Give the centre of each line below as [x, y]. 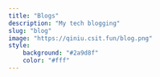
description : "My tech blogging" [64, 23]
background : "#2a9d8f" [61, 53]
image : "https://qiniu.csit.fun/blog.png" [80, 38]
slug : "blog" [30, 30]
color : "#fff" [46, 61]
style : [19, 46]
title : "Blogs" [34, 16]
